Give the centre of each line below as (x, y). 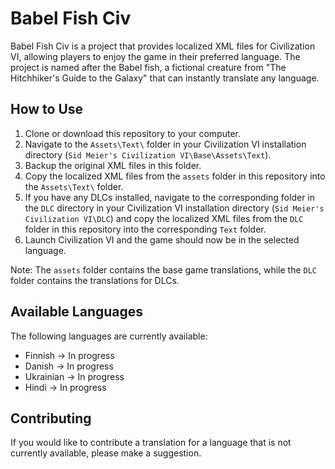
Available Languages (77, 312)
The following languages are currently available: (109, 336)
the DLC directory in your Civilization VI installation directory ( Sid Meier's (174, 208)
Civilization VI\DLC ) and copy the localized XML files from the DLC (164, 218)
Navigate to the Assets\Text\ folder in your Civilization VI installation (165, 144)
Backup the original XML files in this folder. (113, 165)
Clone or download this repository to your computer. (132, 133)
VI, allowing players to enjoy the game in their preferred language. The (155, 56)
